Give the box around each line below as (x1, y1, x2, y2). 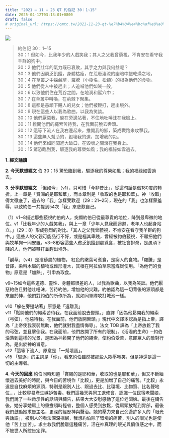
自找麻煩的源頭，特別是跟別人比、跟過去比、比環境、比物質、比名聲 (14, 384, 155, 390)
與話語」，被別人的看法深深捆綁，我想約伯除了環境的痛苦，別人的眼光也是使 (5, 415, 162, 421)
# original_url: (5, 21, 39, 27)
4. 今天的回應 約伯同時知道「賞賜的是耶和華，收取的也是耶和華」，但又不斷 (5, 371, 159, 377)
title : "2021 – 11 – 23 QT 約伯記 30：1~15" (5, 7, 97, 13)
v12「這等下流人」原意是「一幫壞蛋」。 (5, 348, 86, 354)
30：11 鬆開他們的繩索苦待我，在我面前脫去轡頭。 (17, 121, 121, 127)
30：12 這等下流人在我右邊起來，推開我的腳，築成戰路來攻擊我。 (17, 127, 152, 134)
